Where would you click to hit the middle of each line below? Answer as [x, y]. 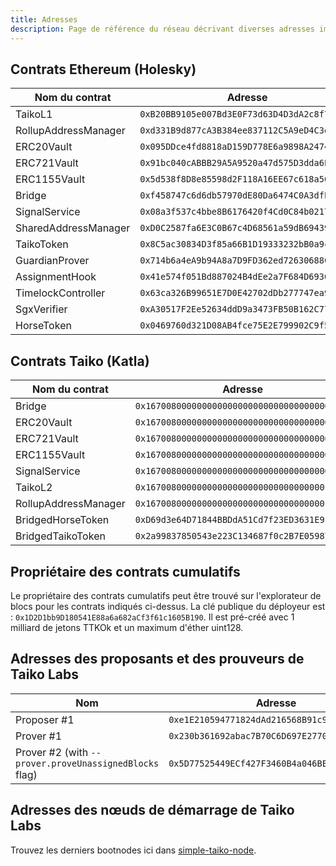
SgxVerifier [41, 309]
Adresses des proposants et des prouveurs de [157, 659]
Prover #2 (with [52, 752]
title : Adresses [44, 19]
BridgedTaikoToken [60, 536]
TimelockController [60, 293]
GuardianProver [52, 261]
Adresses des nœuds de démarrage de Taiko [152, 810]
